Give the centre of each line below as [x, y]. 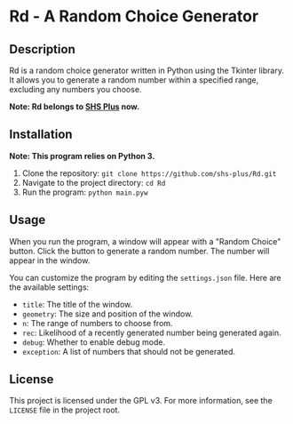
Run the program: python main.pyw [85, 192]
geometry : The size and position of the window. [107, 314]
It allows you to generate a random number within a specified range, [134, 80]
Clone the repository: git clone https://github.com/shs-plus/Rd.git [149, 173]
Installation [41, 135]
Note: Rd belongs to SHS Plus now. [75, 107]
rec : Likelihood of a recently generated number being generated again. [151, 332]
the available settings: [49, 287]
